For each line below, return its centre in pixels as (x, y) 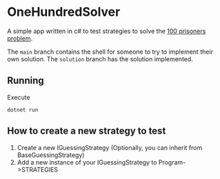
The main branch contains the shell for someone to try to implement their (110, 52)
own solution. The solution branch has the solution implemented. (100, 59)
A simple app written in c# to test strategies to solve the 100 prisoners (107, 31)
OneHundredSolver (64, 12)
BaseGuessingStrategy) (51, 155)
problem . (20, 38)
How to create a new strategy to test (87, 131)
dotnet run (23, 110)
